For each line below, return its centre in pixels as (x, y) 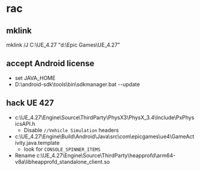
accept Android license (50, 63)
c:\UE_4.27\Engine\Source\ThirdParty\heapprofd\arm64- (106, 155)
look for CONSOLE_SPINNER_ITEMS (62, 149)
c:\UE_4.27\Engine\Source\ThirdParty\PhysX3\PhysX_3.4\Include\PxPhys (104, 117)
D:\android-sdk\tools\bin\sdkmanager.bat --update (77, 84)
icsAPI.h (25, 123)
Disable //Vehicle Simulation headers (71, 130)
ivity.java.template (37, 142)
